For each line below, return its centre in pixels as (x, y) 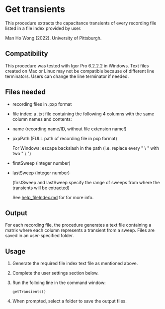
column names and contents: (42, 119)
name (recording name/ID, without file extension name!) (69, 129)
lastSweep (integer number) (41, 173)
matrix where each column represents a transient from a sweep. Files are (80, 230)
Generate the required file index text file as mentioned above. (75, 264)
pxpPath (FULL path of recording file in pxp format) (65, 138)
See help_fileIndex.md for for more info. (53, 197)
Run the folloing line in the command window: (59, 283)
